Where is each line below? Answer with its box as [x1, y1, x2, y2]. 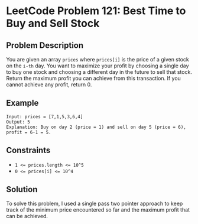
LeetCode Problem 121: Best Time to [6, 4, 186, 18]
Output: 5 [6, 119, 31, 125]
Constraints [6, 145, 51, 155]
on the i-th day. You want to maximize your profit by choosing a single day [6, 62, 189, 69]
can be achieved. [6, 213, 48, 220]
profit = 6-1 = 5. [6, 129, 51, 135]
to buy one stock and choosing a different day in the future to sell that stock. [6, 69, 192, 75]
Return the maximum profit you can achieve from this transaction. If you [6, 75, 181, 82]
